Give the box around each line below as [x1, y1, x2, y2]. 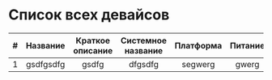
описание [72, 44, 113, 56]
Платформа [174, 40, 223, 51]
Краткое [75, 35, 111, 46]
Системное [120, 35, 168, 46]
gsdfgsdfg [25, 58, 66, 69]
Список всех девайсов [8, 6, 170, 24]
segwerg [181, 58, 215, 69]
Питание [229, 40, 266, 51]
